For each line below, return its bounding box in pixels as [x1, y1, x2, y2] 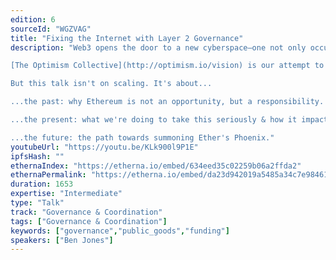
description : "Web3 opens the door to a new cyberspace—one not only [10, 42, 307, 53]
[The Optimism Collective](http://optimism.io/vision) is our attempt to [10, 61, 325, 71]
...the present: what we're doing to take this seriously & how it [10, 115, 298, 125]
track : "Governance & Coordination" [10, 207, 163, 217]
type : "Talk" [10, 198, 65, 208]
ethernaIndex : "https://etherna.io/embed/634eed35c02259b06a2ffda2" [10, 161, 302, 171]
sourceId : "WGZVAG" [10, 24, 92, 34]
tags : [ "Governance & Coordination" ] [10, 216, 168, 226]
